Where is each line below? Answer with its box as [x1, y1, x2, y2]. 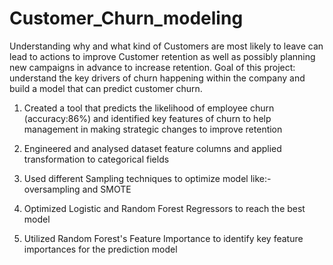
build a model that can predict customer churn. [9, 82, 203, 94]
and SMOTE [82, 183, 132, 195]
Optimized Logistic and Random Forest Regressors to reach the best [23, 202, 306, 214]
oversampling [23, 183, 81, 195]
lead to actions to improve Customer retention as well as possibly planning [9, 50, 316, 62]
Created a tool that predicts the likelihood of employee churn [23, 102, 275, 114]
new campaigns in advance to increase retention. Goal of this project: [9, 61, 296, 73]
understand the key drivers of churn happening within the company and [9, 72, 306, 84]
